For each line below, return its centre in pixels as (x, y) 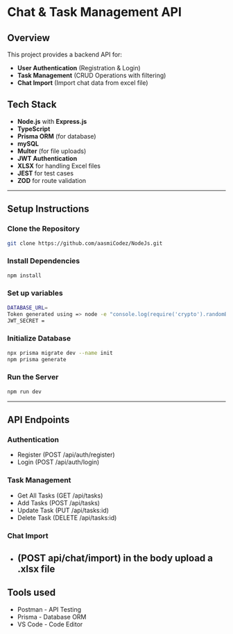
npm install (24, 276)
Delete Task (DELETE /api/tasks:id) (67, 517)
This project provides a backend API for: (65, 54)
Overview (29, 38)
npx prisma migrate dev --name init (60, 353)
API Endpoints (38, 420)
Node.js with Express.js (52, 121)
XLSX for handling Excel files (59, 166)
